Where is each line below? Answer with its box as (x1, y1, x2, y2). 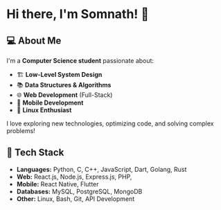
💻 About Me (6, 35, 62, 46)
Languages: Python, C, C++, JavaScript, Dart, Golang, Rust (16, 165, 187, 173)
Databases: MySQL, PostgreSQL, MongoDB (16, 187, 143, 195)
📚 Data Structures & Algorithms (16, 81, 112, 89)
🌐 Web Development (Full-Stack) (16, 91, 113, 99)
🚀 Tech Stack (6, 147, 64, 159)
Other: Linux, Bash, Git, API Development (16, 194, 135, 203)
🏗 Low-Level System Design (16, 71, 103, 78)
